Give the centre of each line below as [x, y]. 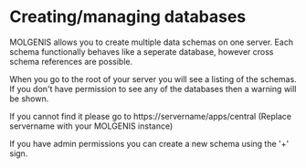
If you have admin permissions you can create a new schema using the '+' [149, 143]
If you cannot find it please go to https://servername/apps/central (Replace [151, 116]
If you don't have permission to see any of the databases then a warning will [153, 89]
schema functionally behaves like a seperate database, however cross [142, 51]
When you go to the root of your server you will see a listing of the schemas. [153, 79]
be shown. [29, 99]
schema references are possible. [71, 61]
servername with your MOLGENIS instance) [91, 126]
